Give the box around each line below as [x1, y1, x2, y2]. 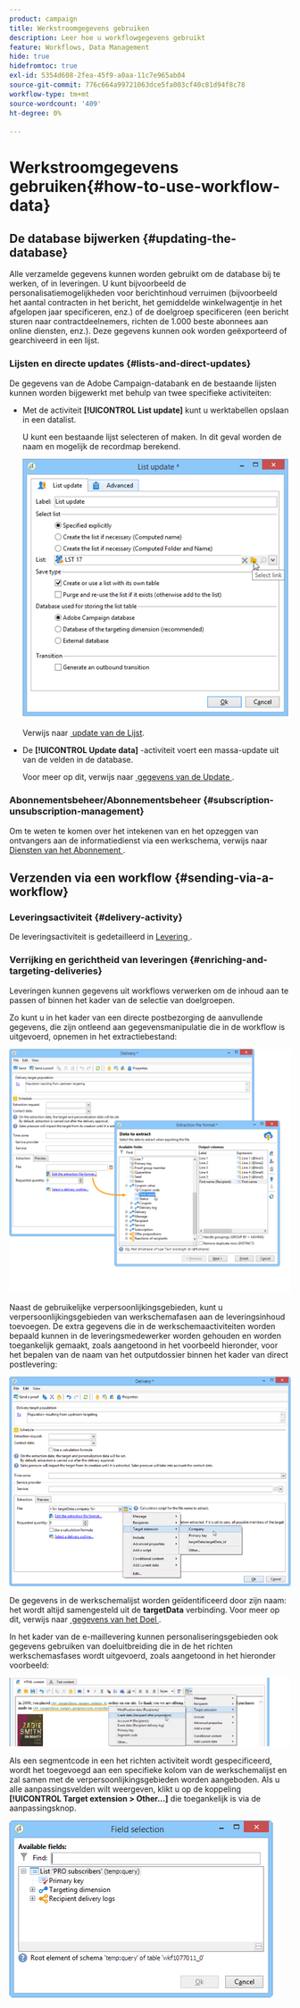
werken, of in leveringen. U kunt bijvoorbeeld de [9, 278, 187, 289]
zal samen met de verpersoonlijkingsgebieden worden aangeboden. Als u [9, 1774, 280, 1786]
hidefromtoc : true [9, 62, 78, 71]
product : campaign [9, 14, 78, 23]
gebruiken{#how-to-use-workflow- [9, 177, 280, 197]
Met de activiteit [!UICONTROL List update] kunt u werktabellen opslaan [21, 405, 289, 415]
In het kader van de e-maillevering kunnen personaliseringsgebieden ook [9, 1631, 279, 1642]
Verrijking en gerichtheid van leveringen [9, 954, 188, 966]
